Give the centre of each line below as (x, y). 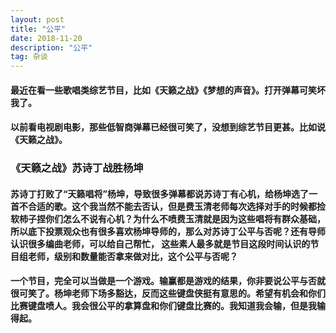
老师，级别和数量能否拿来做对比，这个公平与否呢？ (132, 256)
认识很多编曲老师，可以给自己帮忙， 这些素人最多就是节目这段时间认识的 (160, 243)
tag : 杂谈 (29, 57)
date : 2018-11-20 (46, 38)
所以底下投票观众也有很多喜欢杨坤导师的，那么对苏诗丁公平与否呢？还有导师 (168, 231)
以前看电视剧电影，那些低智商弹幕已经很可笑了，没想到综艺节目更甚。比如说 (168, 127)
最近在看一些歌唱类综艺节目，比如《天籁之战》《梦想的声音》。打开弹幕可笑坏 (168, 90)
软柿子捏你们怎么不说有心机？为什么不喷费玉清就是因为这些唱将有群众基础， (168, 218)
